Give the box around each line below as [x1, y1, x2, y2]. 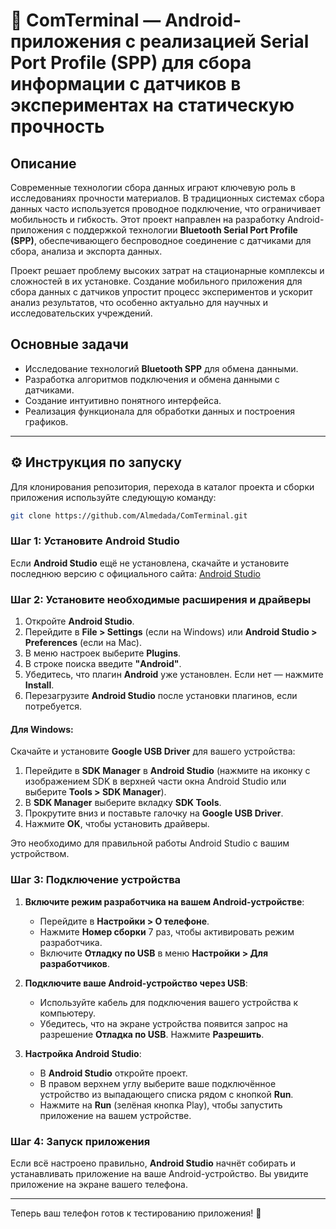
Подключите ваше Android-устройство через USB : [24, 977, 248, 989]
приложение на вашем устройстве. [39, 1109, 192, 1121]
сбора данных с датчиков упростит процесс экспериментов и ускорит [10, 286, 313, 298]
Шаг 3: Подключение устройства [10, 873, 182, 887]
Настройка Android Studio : [24, 1047, 142, 1059]
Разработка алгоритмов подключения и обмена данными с [24, 373, 280, 385]
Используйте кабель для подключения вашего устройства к [39, 996, 299, 1008]
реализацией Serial [139, 30, 310, 53]
